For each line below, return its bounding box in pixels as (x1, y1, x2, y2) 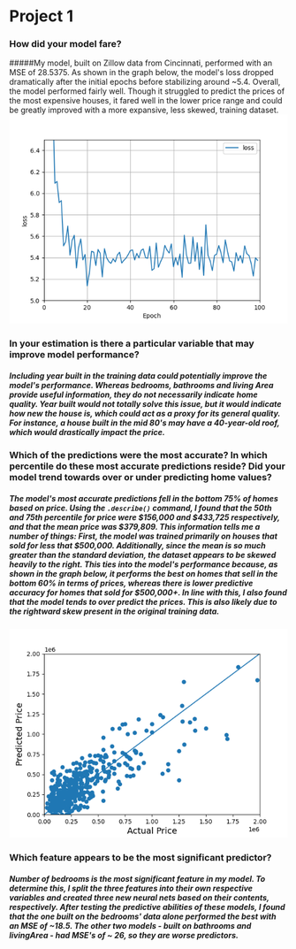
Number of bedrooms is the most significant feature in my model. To (9, 873, 266, 884)
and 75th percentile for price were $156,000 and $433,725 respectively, (9, 511, 280, 523)
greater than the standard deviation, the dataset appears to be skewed (9, 549, 277, 560)
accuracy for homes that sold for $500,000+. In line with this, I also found (9, 586, 287, 598)
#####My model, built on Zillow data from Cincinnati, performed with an (9, 57, 272, 68)
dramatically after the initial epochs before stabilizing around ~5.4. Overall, (9, 77, 281, 88)
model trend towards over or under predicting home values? (9, 471, 272, 484)
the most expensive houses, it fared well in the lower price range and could (9, 96, 283, 106)
